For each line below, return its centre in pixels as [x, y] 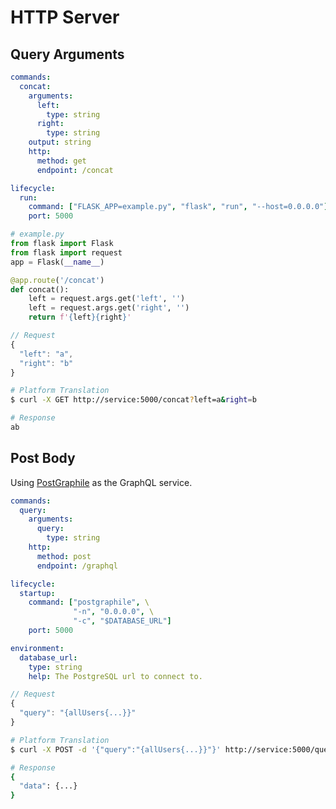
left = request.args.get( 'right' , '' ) [109, 308]
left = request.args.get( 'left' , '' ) [107, 299]
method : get [61, 161]
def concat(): [40, 289]
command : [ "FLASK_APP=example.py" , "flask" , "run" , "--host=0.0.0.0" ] [178, 207]
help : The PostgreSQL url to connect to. [115, 676]
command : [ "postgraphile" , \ [89, 602]
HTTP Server [65, 17]
